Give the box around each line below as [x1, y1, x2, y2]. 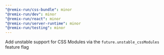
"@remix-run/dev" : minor [5, 12, 57, 17]
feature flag [5, 44, 29, 50]
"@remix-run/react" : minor [5, 16, 61, 21]
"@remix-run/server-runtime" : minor [5, 21, 81, 26]
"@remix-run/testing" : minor [5, 26, 66, 30]
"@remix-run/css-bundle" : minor [5, 7, 72, 12]
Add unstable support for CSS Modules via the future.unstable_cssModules [5, 39, 160, 45]
